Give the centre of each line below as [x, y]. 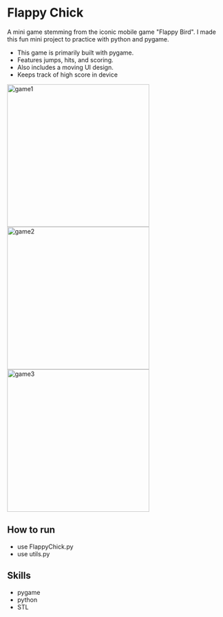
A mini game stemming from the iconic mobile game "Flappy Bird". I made [112, 32]
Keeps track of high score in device [67, 75]
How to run [31, 530]
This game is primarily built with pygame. [75, 53]
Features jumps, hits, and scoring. [65, 59]
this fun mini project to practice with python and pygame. [88, 39]
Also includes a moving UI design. [65, 67]
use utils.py [33, 553]
